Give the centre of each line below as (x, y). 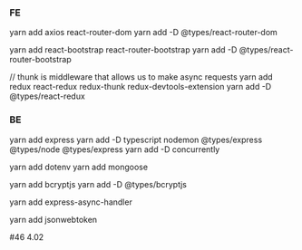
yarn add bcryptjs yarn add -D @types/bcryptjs (98, 184)
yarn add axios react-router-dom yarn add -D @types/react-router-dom (144, 33)
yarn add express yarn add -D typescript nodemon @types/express (136, 139)
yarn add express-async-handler (71, 202)
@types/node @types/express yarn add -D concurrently (115, 149)
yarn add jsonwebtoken (54, 219)
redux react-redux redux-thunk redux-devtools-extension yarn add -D (141, 87)
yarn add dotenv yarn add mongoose (78, 167)
